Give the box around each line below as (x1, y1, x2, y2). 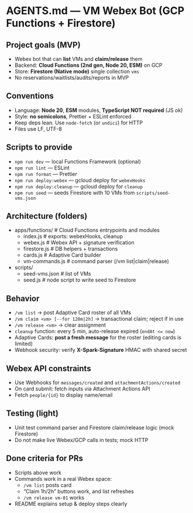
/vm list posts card (23, 481, 72, 488)
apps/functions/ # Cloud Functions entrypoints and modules (14, 227, 160, 234)
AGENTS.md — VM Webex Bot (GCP (6, 4, 185, 18)
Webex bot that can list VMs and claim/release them (14, 56, 143, 62)
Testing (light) (6, 409, 58, 419)
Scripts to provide (6, 142, 73, 152)
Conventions (6, 91, 54, 101)
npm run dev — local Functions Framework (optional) (14, 158, 142, 165)
